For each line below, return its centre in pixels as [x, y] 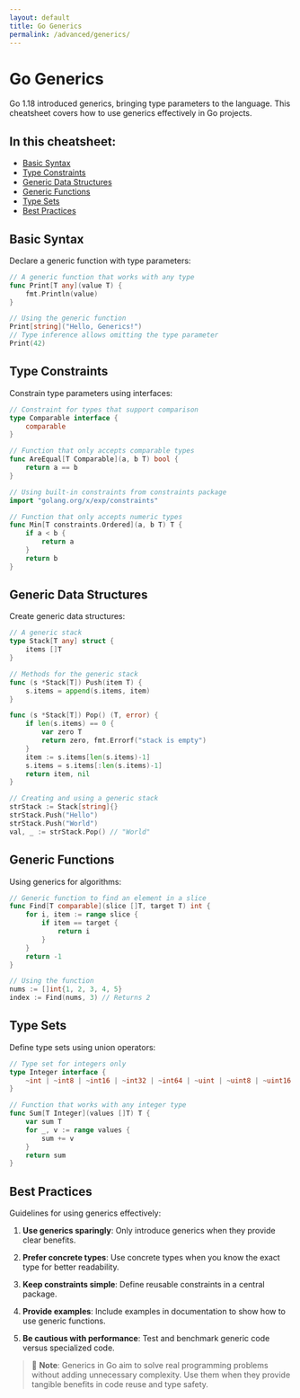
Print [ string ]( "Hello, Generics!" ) [76, 327]
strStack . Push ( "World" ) [54, 823]
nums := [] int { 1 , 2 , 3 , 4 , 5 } [66, 989]
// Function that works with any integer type [98, 1105]
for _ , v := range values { [78, 1130]
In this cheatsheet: [63, 142]
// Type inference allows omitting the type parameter [114, 335]
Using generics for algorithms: [66, 881]
